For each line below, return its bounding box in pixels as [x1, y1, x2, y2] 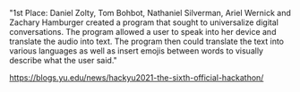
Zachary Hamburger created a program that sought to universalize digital [9, 17, 279, 28]
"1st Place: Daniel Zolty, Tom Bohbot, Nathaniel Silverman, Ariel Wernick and [9, 8, 291, 18]
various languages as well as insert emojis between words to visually [9, 46, 264, 56]
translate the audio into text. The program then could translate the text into [9, 36, 285, 46]
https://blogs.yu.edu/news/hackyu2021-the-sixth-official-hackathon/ [9, 72, 264, 83]
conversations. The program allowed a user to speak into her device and [9, 27, 277, 37]
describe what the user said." [9, 55, 118, 65]
